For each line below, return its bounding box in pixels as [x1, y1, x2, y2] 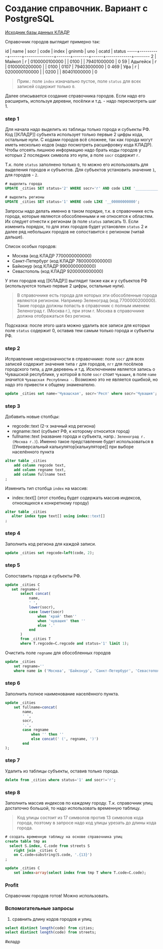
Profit [5, 881, 18, 888]
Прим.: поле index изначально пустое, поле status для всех [16, 78, 141, 84]
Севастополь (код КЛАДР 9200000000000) [12, 268, 103, 274]
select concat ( [20, 591, 51, 596]
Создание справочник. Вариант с [5, 3, 148, 14]
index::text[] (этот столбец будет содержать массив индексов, [12, 495, 142, 501]
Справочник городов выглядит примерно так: [5, 38, 100, 44]
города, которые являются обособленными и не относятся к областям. [5, 213, 154, 219]
